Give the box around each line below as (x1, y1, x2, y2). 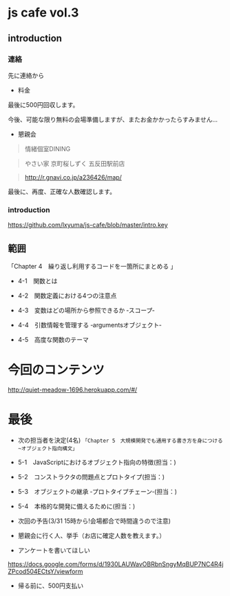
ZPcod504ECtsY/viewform (8, 567, 83, 575)
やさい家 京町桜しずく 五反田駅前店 (24, 159, 125, 167)
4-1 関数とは (17, 276, 58, 285)
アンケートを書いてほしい (17, 546, 90, 554)
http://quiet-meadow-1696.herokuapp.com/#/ (8, 385, 138, 394)
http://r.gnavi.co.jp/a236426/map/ (24, 173, 123, 181)
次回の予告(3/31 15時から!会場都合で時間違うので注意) (17, 517, 171, 525)
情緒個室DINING (24, 144, 71, 153)
